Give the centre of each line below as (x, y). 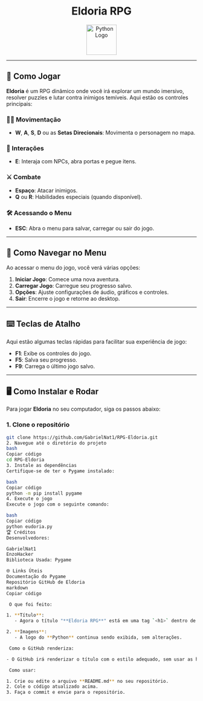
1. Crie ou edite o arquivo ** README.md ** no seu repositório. (88, 681)
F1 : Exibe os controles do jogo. (53, 353)
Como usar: (22, 670)
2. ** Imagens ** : (27, 632)
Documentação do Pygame (36, 577)
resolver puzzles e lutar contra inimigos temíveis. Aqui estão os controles (97, 97)
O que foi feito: (31, 604)
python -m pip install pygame (44, 493)
